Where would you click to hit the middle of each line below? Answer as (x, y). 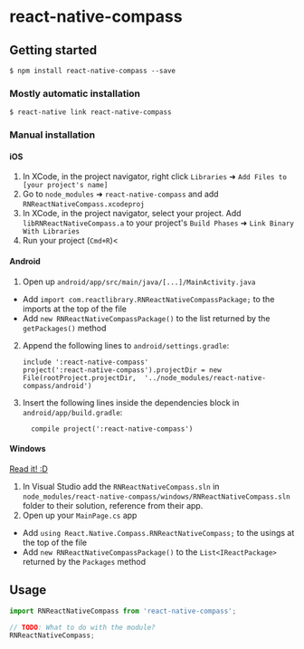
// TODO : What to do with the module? (82, 627)
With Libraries (51, 232)
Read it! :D (28, 469)
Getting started (53, 50)
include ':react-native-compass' (85, 362)
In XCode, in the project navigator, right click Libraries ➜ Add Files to (155, 177)
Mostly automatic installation (75, 93)
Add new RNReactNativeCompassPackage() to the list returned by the (146, 318)
